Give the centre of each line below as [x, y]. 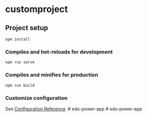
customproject [36, 9]
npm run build [20, 85]
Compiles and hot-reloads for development [59, 52]
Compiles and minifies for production [52, 75]
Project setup [27, 28]
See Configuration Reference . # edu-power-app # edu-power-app [74, 108]
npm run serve [20, 62]
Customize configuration [36, 98]
